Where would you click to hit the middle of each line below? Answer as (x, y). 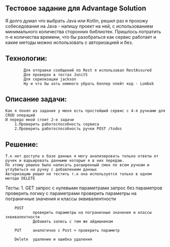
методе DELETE (20, 179)
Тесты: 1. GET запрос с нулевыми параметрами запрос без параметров (84, 188)
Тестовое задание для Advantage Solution (76, 8)
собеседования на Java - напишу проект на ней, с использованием (79, 26)
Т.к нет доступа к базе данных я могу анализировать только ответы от (82, 156)
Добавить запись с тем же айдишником (73, 221)
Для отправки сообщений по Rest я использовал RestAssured (88, 70)
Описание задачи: (36, 99)
